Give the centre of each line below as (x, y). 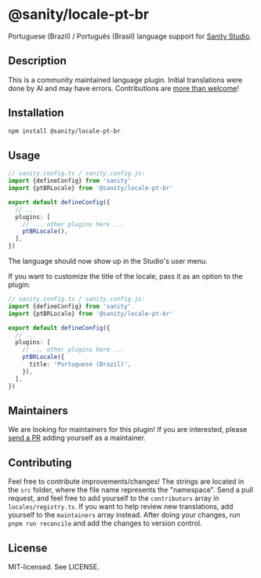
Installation (36, 113)
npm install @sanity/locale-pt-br (65, 131)
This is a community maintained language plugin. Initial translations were (125, 79)
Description (37, 61)
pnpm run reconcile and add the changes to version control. (105, 523)
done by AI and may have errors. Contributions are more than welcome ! (123, 88)
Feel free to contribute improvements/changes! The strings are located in (126, 481)
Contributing (40, 462)
